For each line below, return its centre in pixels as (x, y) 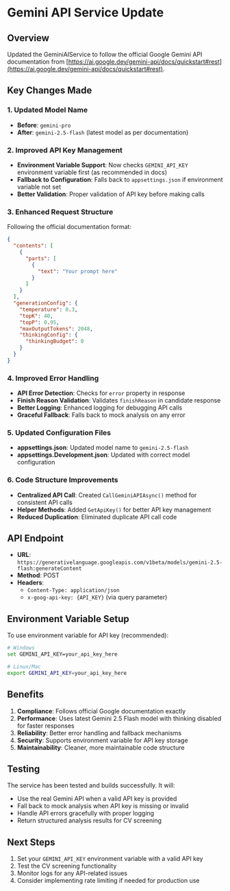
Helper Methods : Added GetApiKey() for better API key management (114, 510)
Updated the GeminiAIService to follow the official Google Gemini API (105, 54)
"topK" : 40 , (36, 316)
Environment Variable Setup (68, 619)
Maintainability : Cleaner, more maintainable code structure (101, 747)
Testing (24, 769)
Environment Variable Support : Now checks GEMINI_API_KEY (102, 165)
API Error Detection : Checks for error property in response (101, 393)
